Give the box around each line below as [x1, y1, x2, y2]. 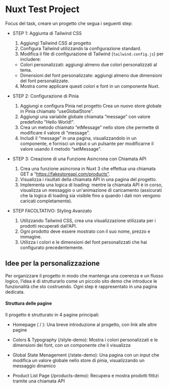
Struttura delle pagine [5, 300, 52, 306]
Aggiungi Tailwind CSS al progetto [20, 40, 92, 46]
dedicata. [5, 289, 25, 295]
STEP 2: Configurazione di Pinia [12, 93, 79, 99]
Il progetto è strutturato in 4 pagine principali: [5, 311, 100, 318]
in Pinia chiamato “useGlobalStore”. [20, 108, 94, 114]
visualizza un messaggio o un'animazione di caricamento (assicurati [20, 187, 162, 193]
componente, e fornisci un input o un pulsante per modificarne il [20, 140, 154, 147]
